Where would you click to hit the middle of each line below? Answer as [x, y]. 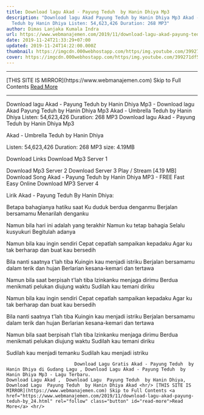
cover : [15, 57]
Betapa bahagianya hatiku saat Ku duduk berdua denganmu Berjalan [92, 207]
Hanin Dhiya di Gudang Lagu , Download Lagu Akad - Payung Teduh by [96, 369]
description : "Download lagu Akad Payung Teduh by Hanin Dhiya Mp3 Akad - [103, 18]
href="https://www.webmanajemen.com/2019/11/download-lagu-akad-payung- [100, 396]
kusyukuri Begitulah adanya [41, 232]
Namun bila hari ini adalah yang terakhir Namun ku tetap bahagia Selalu [96, 225]
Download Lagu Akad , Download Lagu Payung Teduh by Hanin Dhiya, [96, 380]
